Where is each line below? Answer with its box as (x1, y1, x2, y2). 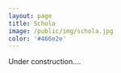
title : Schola (8, 19, 56, 28)
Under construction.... (8, 57, 81, 67)
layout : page (8, 11, 52, 20)
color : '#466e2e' (8, 34, 67, 43)
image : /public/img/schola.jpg (8, 27, 114, 35)
